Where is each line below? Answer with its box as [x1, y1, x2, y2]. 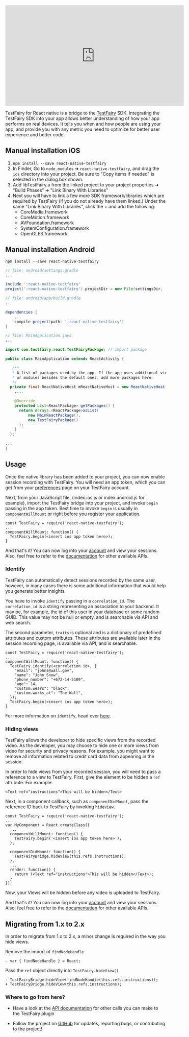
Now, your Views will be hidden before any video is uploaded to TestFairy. [5, 889, 160, 896]
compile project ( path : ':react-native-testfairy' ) [14, 319, 124, 324]
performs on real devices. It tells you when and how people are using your [5, 121, 161, 127]
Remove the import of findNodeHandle [5, 948, 84, 954]
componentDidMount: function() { [10, 850, 81, 855]
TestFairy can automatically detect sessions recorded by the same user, [5, 577, 156, 583]
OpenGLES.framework [20, 230, 68, 236]
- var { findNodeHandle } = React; [5, 958, 81, 963]
